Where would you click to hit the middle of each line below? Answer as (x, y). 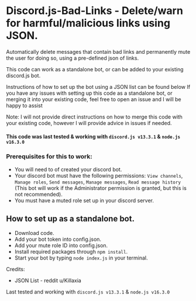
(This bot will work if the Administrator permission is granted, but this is (101, 188)
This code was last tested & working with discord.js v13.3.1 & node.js (93, 136)
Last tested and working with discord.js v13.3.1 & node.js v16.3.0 (88, 292)
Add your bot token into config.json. (58, 239)
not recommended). (38, 194)
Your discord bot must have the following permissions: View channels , (99, 175)
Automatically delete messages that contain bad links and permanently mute (98, 51)
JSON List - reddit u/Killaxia (48, 280)
